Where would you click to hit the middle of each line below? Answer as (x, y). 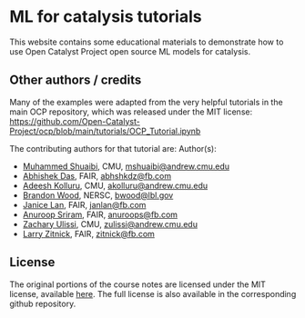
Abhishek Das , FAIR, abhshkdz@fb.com (97, 175)
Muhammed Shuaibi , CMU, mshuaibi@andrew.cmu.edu (126, 166)
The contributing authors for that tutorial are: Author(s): (113, 148)
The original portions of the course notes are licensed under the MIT (138, 284)
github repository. (43, 303)
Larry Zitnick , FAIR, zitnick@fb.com (88, 234)
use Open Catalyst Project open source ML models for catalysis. (130, 51)
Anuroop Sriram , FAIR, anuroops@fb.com (100, 214)
